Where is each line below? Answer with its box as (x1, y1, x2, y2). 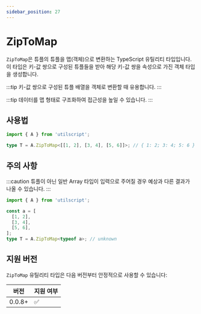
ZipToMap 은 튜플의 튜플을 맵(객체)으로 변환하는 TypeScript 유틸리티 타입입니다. (6, 55, 192, 63)
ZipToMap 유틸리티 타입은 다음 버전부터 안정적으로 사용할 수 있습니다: (6, 271, 167, 279)
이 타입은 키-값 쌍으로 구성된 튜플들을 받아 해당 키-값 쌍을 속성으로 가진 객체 (6, 63, 185, 70)
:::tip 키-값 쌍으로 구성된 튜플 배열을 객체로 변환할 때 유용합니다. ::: (6, 83, 162, 90)
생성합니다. (12, 70, 39, 78)
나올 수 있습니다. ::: (6, 185, 51, 192)
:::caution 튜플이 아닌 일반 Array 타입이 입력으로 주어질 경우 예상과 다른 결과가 (6, 177, 191, 185)
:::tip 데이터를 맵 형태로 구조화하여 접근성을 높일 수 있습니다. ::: (6, 96, 153, 103)
